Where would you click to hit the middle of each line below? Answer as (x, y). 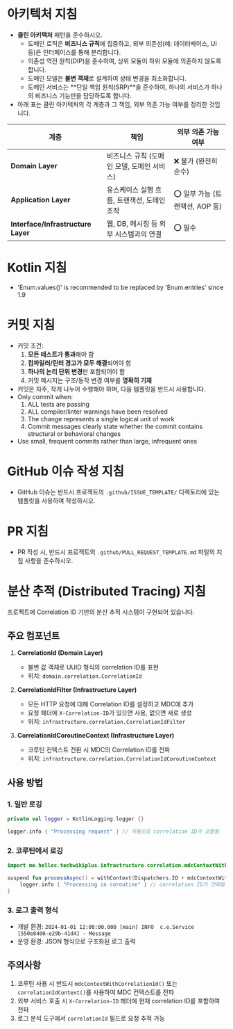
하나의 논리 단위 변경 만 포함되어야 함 (76, 371)
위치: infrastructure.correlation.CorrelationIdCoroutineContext (122, 759)
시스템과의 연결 (138, 234)
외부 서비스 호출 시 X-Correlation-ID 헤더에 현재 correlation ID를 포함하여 (119, 1000)
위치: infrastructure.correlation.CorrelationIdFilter (106, 722)
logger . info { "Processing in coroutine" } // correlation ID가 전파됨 (122, 884)
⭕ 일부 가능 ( (195, 194)
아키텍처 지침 (42, 14)
